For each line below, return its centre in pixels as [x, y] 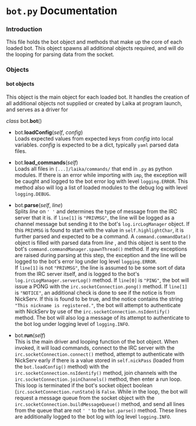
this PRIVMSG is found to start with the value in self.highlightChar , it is [99, 230]
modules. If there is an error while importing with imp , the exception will [101, 175]
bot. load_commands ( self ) [46, 162]
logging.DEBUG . [33, 194]
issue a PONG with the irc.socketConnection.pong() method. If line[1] [101, 286]
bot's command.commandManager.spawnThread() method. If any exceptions [101, 249]
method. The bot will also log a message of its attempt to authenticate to [102, 317]
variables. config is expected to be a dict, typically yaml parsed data [97, 145]
